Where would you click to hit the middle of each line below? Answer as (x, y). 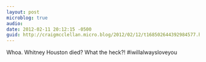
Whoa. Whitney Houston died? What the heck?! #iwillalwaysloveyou (92, 52)
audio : (15, 23)
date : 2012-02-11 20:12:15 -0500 (49, 29)
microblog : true (27, 18)
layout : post (23, 12)
